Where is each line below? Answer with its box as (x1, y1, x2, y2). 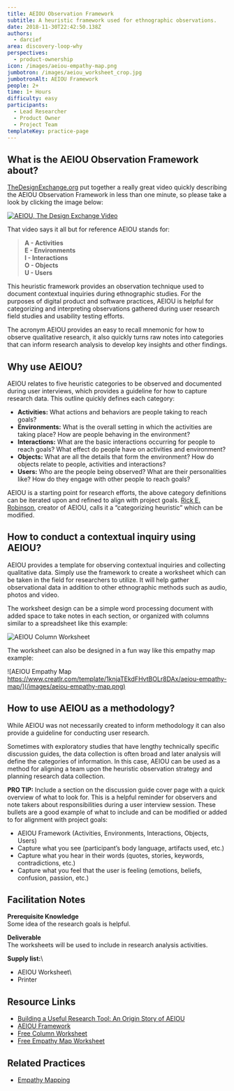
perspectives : (7, 50, 49, 57)
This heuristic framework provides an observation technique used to (7, 282, 205, 291)
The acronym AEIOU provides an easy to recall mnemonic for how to (7, 325, 205, 334)
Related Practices (7, 1057, 86, 1069)
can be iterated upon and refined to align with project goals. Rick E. (7, 496, 201, 504)
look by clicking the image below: (7, 198, 103, 207)
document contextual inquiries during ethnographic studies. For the (7, 290, 201, 298)
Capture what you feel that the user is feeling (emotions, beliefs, (17, 866, 203, 874)
